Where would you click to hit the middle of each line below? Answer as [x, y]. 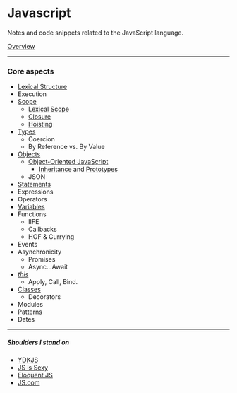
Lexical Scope [48, 109]
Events [28, 245]
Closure [39, 117]
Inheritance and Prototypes [78, 169]
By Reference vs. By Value [66, 147]
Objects [29, 154]
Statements [34, 184]
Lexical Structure [42, 87]
